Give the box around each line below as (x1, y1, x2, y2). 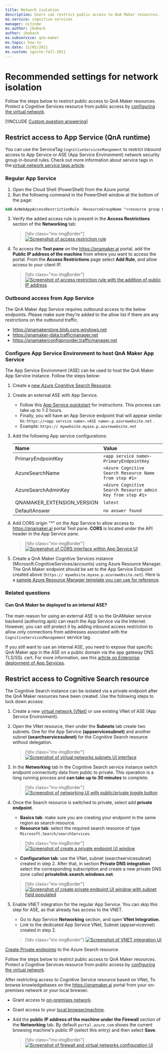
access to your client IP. (12, 262, 62, 268)
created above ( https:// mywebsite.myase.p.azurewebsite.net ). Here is (12, 571, 160, 577)
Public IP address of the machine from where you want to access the (12, 251, 156, 257)
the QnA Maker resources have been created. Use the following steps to (5, 693, 154, 699)
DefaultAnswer (14, 507, 50, 514)
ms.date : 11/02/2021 (5, 45, 48, 50)
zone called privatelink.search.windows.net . (19, 871, 114, 877)
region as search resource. (19, 820, 75, 826)
